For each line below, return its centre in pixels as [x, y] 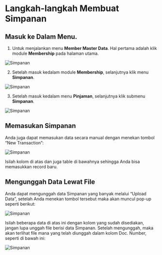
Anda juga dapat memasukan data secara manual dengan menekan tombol [80, 137]
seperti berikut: [20, 204]
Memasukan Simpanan [40, 126]
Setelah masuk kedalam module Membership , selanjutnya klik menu [80, 72]
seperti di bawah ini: [25, 238]
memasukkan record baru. [31, 167]
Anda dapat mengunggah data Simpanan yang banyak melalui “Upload [76, 193]
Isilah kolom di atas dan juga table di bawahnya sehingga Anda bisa [73, 161]
